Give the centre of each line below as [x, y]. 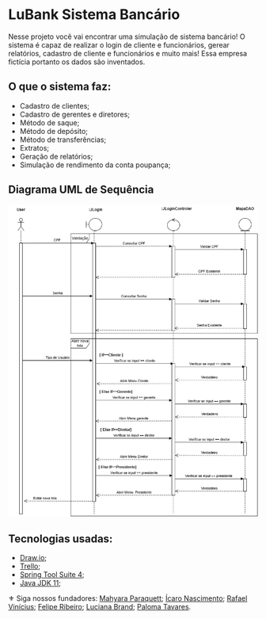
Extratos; [34, 147]
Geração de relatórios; [56, 156]
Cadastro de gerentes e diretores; [75, 114]
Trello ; [30, 566]
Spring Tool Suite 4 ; [52, 575]
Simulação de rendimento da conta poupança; [95, 165]
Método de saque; [49, 122]
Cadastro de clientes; [54, 105]
